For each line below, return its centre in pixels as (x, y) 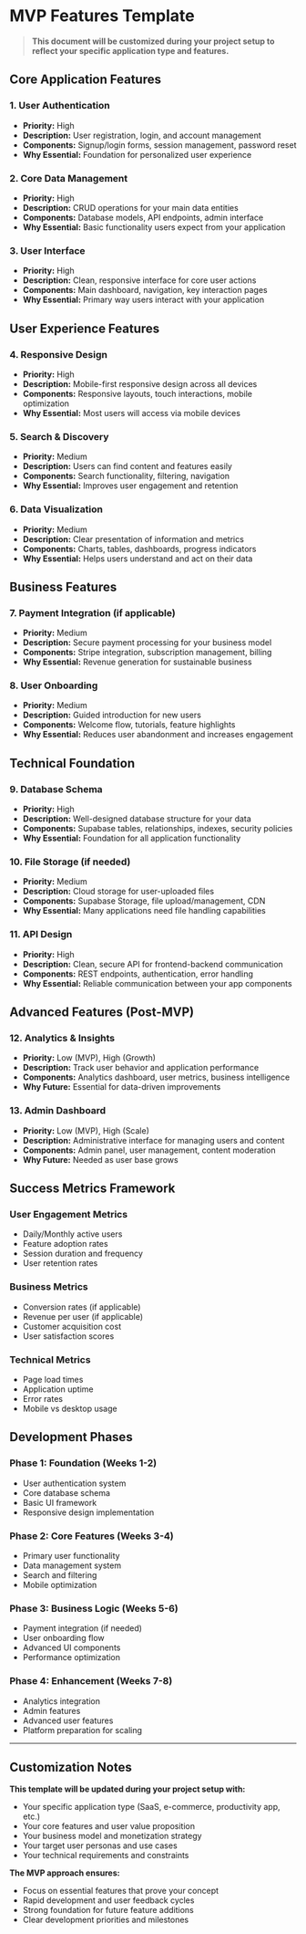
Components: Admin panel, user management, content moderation (149, 1150)
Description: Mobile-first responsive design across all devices (140, 383)
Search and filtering (60, 1575)
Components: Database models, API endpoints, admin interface (143, 217)
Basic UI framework (60, 1502)
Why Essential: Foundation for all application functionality (132, 838)
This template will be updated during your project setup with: (127, 1789)
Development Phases (71, 1437)
